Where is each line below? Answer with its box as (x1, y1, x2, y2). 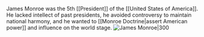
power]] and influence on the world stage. (6, 24, 112, 31)
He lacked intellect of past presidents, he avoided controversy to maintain (6, 11, 192, 18)
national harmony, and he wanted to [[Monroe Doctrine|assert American (6, 18, 188, 24)
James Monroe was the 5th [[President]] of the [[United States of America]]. (6, 5, 199, 12)
